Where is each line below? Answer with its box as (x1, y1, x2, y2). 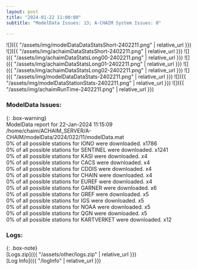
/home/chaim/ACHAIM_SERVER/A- (6, 127, 91, 134)
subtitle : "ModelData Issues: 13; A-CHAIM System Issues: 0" (6, 20, 162, 26)
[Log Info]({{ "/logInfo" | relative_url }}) (6, 257, 101, 264)
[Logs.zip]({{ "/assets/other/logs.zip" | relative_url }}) (6, 250, 137, 257)
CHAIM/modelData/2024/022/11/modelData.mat (6, 133, 124, 140)
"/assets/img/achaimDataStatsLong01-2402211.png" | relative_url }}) (14, 60, 182, 67)
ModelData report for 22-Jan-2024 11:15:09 (6, 121, 113, 128)
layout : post (6, 8, 39, 15)
